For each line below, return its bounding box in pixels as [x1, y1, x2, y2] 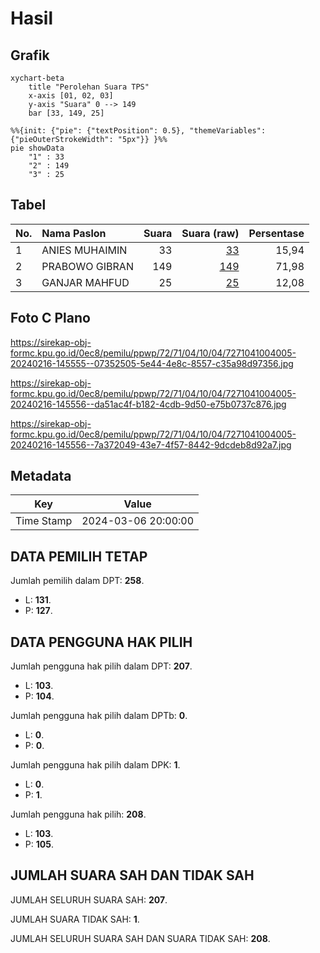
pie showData [10, 143, 65, 153]
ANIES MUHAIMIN [41, 243, 128, 257]
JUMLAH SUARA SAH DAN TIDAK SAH [10, 867, 255, 884]
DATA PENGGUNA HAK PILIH [10, 633, 193, 651]
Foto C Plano [10, 310, 91, 327]
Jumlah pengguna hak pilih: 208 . [10, 808, 147, 821]
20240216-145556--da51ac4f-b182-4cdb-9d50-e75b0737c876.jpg [10, 398, 287, 410]
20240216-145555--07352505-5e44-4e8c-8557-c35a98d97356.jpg [10, 357, 294, 369]
